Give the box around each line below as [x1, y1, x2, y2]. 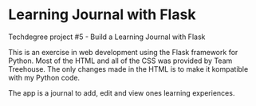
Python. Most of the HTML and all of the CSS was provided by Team [8, 56, 233, 65]
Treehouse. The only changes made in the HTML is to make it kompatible [8, 64, 249, 73]
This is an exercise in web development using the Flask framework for [8, 47, 238, 57]
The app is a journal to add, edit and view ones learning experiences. [8, 88, 235, 97]
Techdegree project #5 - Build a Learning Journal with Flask [8, 32, 206, 41]
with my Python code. [8, 73, 81, 82]
